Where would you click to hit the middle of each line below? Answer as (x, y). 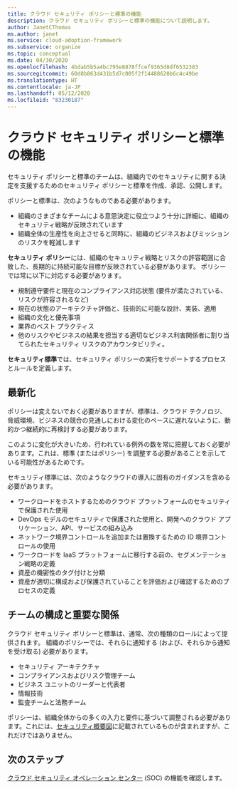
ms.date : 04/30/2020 (38, 61)
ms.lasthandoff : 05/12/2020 (49, 93)
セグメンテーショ (202, 555)
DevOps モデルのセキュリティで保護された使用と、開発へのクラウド (117, 519)
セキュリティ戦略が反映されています (70, 225)
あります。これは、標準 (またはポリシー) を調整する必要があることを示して (117, 453)
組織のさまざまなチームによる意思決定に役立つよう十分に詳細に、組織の (123, 215)
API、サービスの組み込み (97, 527)
